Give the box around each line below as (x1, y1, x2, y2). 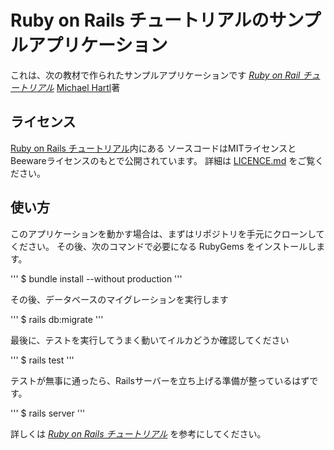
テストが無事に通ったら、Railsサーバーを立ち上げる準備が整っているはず (10, 374, 310, 386)
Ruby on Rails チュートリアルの (10, 9, 270, 32)
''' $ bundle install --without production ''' (10, 272, 183, 285)
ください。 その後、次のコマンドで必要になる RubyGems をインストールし (10, 240, 317, 252)
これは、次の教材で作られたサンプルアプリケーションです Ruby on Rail (10, 69, 301, 81)
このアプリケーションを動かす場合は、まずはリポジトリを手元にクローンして (10, 227, 325, 240)
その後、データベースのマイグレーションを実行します (10, 293, 229, 305)
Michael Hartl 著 (56, 81, 121, 93)
